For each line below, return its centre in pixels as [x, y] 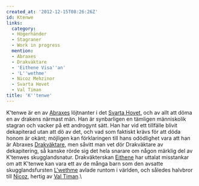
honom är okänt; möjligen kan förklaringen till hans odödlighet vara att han [98, 138]
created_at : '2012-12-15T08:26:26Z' [52, 12]
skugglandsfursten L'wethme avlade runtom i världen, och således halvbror [99, 170]
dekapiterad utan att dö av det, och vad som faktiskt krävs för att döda [93, 131]
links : [14, 23]
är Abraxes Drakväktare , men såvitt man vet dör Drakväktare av [85, 144]
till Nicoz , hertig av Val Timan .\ [44, 176]
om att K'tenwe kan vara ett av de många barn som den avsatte [85, 163]
